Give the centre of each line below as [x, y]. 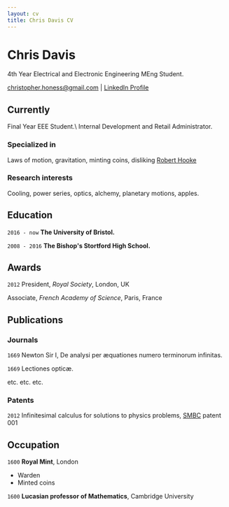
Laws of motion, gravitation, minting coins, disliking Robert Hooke [102, 160]
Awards [25, 267]
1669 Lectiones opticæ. [40, 369]
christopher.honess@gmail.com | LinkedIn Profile [78, 87]
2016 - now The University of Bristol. [61, 232]
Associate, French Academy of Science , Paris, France [85, 298]
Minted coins [36, 483]
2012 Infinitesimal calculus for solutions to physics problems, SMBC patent [114, 415]
